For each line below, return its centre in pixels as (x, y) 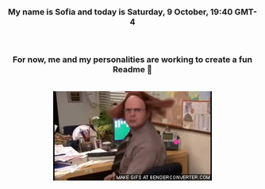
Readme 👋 (132, 70)
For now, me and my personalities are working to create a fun (132, 60)
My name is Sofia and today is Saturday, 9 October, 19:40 (120, 12)
